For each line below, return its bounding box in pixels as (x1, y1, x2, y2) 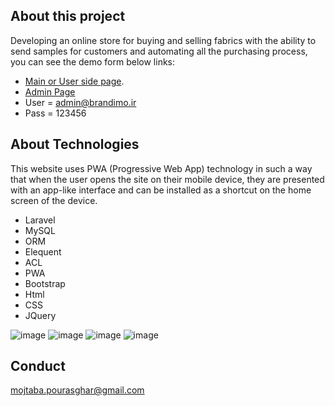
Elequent (24, 245, 62, 258)
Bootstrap (24, 277, 66, 289)
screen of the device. (10, 194, 98, 206)
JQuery (24, 309, 57, 321)
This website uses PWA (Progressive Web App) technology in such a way (10, 162, 313, 174)
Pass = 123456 (24, 107, 87, 119)
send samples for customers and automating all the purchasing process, (10, 45, 308, 57)
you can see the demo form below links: (10, 55, 176, 68)
